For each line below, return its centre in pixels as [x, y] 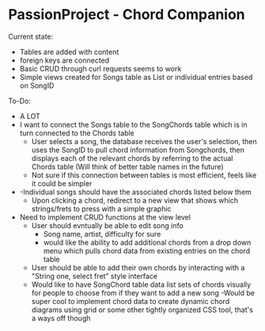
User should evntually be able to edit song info [107, 225]
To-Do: [20, 101]
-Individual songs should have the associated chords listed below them [135, 192]
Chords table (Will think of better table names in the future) [127, 166]
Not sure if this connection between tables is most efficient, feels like [144, 175]
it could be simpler [62, 183]
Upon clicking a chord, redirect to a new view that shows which [135, 200]
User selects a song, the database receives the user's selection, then [144, 141]
